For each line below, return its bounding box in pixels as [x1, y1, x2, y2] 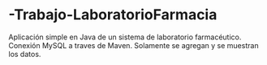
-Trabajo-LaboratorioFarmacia [8, 6, 217, 24]
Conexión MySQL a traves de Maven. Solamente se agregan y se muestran [8, 40, 259, 50]
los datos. [8, 49, 41, 59]
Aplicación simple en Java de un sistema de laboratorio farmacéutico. [8, 32, 242, 42]
